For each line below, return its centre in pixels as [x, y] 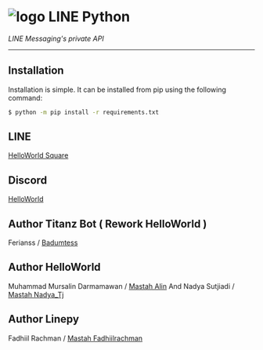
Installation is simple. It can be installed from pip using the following [117, 89]
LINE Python [89, 17]
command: [25, 97]
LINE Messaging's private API [56, 38]
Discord [28, 180]
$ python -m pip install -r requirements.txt [83, 112]
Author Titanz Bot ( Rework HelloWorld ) [108, 224]
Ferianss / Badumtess [43, 242]
